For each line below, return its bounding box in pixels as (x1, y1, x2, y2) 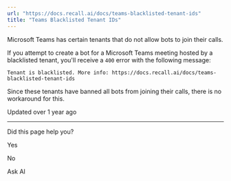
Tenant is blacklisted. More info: (7, 69, 109, 76)
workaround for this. (7, 94, 65, 103)
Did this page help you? (7, 128, 74, 136)
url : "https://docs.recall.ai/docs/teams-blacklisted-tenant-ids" (7, 10, 201, 17)
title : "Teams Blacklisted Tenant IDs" (7, 16, 122, 23)
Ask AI (7, 167, 26, 176)
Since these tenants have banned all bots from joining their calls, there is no (7, 87, 222, 95)
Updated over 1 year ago (7, 108, 77, 116)
